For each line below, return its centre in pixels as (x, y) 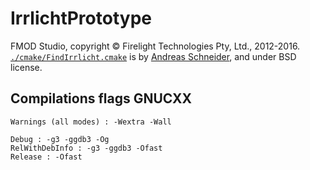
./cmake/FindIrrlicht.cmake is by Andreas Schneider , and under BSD (153, 56)
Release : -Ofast (46, 157)
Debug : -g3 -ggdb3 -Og (60, 139)
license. (26, 67)
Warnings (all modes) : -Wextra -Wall (91, 122)
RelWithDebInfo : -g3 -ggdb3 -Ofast (86, 148)
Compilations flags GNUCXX (101, 98)
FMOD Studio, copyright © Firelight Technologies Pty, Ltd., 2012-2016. (155, 46)
